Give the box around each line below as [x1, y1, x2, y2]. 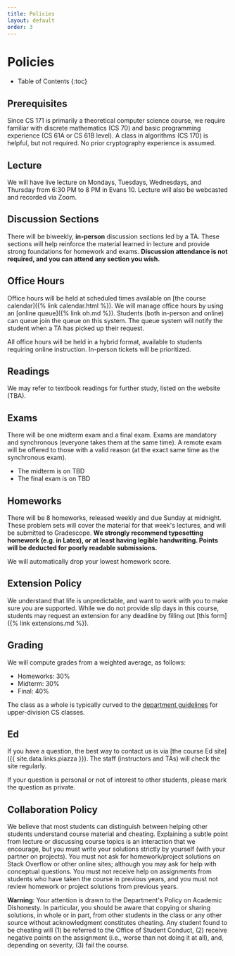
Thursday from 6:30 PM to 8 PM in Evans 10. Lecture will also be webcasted [7, 185, 228, 194]
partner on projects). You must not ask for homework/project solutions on [7, 852, 221, 861]
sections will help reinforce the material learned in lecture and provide [7, 239, 210, 248]
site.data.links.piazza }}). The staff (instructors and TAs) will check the [16, 754, 220, 763]
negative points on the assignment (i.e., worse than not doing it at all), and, [7, 933, 224, 942]
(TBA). [7, 392, 27, 400]
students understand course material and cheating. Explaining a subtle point [7, 830, 229, 838]
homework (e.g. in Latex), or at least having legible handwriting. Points [7, 536, 218, 544]
